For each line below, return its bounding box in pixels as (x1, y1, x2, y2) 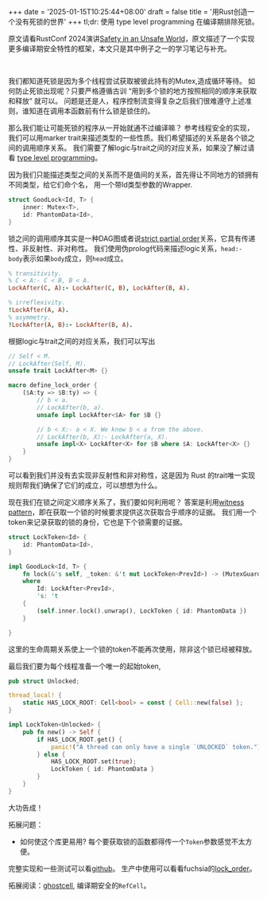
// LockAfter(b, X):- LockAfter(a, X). (37, 433, 169, 441)
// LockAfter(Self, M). (8, 360, 87, 368)
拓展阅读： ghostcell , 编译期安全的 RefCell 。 (8, 880, 151, 890)
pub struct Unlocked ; (8, 677, 80, 685)
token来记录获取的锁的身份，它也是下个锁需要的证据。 (8, 518, 187, 526)
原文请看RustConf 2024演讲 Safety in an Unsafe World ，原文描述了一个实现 (8, 34, 255, 43)
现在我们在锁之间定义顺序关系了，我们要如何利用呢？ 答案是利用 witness (8, 498, 245, 506)
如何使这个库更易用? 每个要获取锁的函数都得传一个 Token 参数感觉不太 (19, 837, 246, 846)
